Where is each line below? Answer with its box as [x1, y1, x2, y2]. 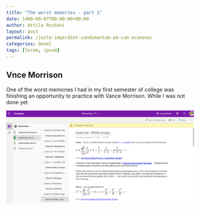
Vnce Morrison [6, 70, 63, 80]
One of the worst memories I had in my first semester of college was [6, 86, 174, 93]
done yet [6, 98, 28, 105]
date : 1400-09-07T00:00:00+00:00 [6, 15, 89, 22]
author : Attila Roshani [6, 22, 65, 28]
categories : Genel [6, 41, 52, 47]
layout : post [6, 29, 39, 35]
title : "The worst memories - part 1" [6, 10, 102, 15]
